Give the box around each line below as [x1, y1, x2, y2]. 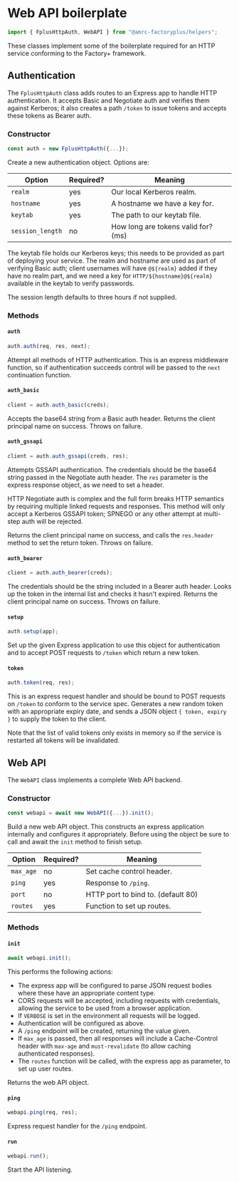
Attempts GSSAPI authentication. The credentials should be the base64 [7, 465, 217, 474]
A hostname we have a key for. [111, 198, 214, 208]
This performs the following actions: [7, 967, 114, 976]
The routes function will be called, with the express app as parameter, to [17, 1057, 230, 1066]
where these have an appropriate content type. [17, 989, 156, 997]
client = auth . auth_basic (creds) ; [7, 401, 110, 409]
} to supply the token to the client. [7, 715, 107, 723]
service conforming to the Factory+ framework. [7, 48, 147, 58]
